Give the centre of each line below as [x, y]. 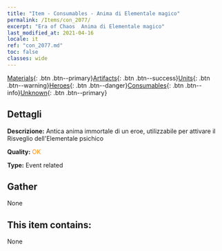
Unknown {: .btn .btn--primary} [64, 92]
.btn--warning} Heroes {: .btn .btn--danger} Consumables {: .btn [95, 85]
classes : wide [28, 59]
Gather [22, 187]
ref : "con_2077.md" [35, 46]
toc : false [23, 52]
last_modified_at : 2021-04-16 [51, 33]
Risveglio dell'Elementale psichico [55, 138]
